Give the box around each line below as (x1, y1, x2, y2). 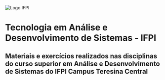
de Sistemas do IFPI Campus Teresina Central (5, 67, 148, 76)
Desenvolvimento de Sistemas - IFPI (5, 32, 157, 44)
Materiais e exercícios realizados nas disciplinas (5, 52, 158, 60)
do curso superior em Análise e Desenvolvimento (5, 59, 160, 68)
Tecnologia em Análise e (5, 22, 108, 33)
